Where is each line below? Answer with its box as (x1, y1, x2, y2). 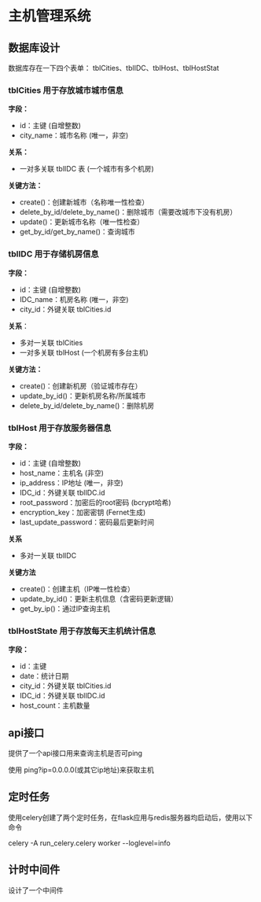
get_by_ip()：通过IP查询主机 (19, 603, 110, 613)
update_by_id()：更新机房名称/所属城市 (19, 391, 146, 400)
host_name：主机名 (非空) (19, 468, 105, 477)
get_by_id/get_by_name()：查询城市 (19, 227, 135, 237)
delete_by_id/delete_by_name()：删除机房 (19, 400, 155, 410)
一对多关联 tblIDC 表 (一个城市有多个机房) (19, 164, 155, 174)
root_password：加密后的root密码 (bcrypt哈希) (19, 497, 171, 507)
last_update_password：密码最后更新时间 (19, 517, 155, 527)
